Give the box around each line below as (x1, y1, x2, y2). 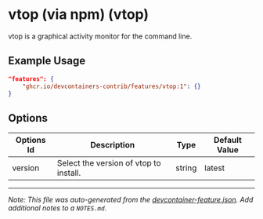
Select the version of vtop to (57, 158, 162, 169)
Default (214, 135, 243, 146)
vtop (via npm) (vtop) (8, 5, 150, 24)
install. (57, 167, 81, 178)
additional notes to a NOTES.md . (8, 203, 107, 213)
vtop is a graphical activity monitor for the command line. (8, 31, 193, 41)
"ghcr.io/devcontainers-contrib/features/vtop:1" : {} (22, 82, 201, 90)
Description (90, 140, 135, 151)
